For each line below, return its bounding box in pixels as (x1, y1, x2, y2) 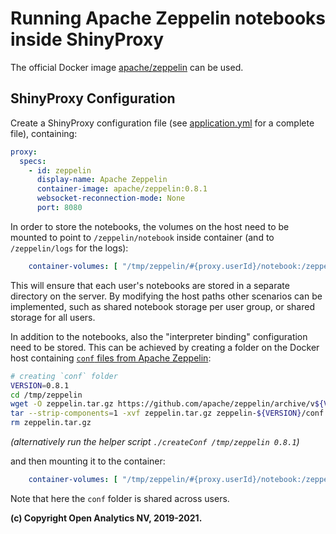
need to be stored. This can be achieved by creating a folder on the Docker (10, 341, 320, 353)
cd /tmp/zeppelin (10, 390, 83, 400)
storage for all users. (10, 311, 96, 323)
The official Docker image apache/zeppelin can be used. (10, 61, 244, 73)
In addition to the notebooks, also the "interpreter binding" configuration (10, 330, 308, 342)
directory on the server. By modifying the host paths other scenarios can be (10, 290, 323, 302)
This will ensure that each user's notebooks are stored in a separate (10, 279, 290, 291)
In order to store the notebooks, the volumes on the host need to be (10, 220, 290, 232)
